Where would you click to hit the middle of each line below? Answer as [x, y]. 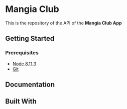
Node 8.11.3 [24, 64]
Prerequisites [22, 53]
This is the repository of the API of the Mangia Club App [63, 23]
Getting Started [30, 39]
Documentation [30, 85]
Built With [21, 101]
